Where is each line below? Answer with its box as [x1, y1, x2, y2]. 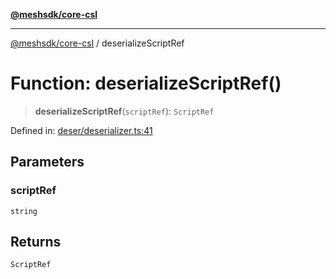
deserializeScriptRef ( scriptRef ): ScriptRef [34, 105, 215, 117]
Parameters [10, 154, 85, 171]
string [10, 206, 38, 216]
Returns [10, 234, 62, 251]
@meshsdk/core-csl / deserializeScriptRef [10, 37, 185, 49]
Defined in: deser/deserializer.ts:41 [10, 124, 153, 136]
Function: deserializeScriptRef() [10, 72, 282, 95]
